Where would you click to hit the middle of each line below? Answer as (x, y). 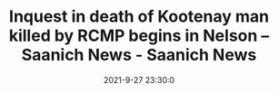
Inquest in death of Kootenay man (139, 17)
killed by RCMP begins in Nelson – (139, 36)
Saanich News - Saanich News (139, 55)
